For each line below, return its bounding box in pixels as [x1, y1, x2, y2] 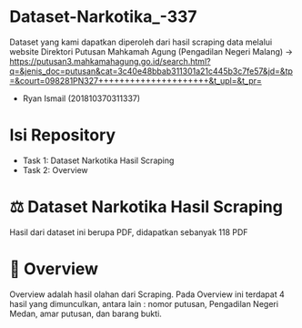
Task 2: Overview [22, 164, 88, 175]
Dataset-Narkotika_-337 [9, 6, 197, 27]
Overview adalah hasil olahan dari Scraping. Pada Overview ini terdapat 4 [9, 289, 285, 300]
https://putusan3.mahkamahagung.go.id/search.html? [9, 56, 211, 67]
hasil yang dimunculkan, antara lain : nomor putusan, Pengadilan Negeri [9, 298, 279, 309]
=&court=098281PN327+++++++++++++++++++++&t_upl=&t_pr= [9, 75, 262, 86]
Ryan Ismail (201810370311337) [22, 93, 141, 104]
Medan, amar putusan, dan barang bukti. [9, 308, 162, 319]
